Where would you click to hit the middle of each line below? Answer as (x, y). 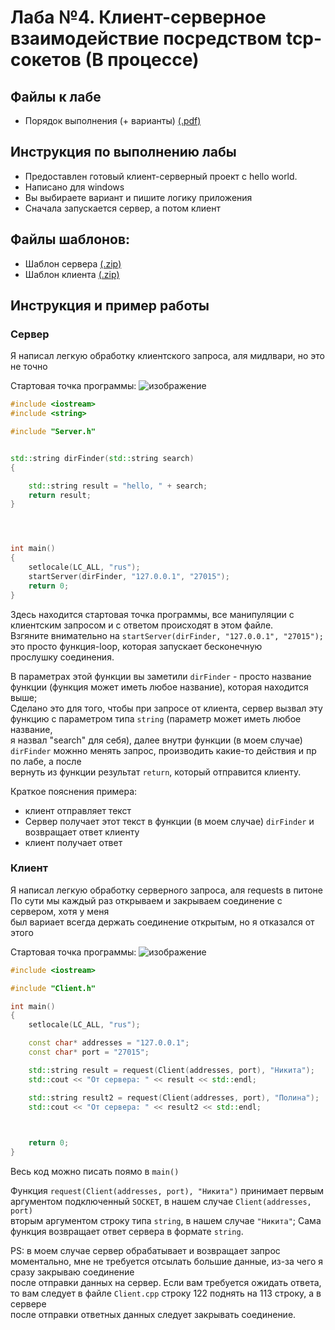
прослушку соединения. (62, 657)
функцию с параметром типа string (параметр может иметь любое (156, 718)
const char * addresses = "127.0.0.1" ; (109, 1043)
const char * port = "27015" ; (89, 1052)
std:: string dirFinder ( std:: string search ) (102, 458)
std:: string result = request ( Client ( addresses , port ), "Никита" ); (171, 1070)
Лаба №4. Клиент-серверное (138, 17)
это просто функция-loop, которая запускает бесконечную (136, 646)
